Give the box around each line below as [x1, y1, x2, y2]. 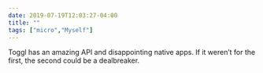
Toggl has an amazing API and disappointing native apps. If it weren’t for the [8, 48, 256, 57]
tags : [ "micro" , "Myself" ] [8, 26, 93, 34]
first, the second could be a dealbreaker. [8, 56, 140, 65]
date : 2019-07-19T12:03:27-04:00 [8, 11, 118, 20]
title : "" [8, 19, 41, 27]
